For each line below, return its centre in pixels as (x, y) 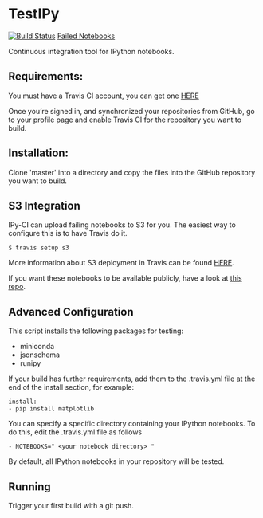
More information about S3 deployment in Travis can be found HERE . (122, 263)
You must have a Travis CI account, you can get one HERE (104, 96)
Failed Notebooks (86, 36)
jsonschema (40, 355)
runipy (30, 363)
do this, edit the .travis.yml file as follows (75, 432)
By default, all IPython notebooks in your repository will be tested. (116, 461)
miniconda (37, 347)
